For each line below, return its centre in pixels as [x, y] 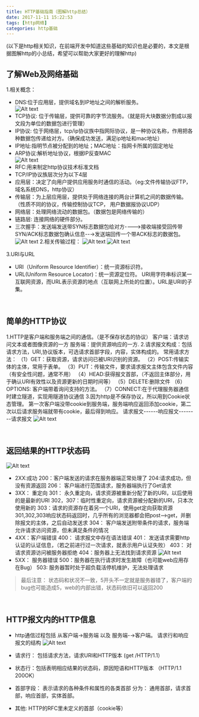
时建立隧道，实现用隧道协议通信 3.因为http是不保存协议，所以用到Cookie [96, 396]
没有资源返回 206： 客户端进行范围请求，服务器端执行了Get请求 [93, 485]
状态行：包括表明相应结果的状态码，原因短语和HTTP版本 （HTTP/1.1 [98, 668]
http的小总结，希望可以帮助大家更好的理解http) [79, 54]
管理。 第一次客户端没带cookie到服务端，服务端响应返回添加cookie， [96, 403]
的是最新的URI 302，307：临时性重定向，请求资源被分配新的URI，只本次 [104, 500]
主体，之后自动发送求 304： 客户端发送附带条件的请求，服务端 [112, 523]
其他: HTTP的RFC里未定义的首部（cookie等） [70, 708]
